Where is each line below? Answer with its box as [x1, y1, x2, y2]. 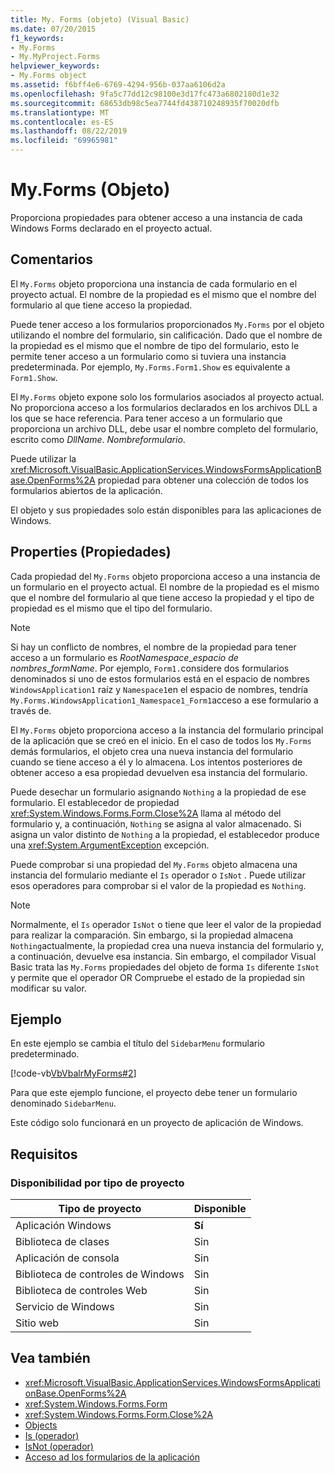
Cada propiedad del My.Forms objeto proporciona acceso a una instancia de [10, 570, 321, 582]
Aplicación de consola [15, 1251, 120, 1265]
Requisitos [10, 1146, 78, 1163]
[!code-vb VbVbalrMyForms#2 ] [10, 1067, 137, 1080]
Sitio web [15, 1316, 60, 1330]
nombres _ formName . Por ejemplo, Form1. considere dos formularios [10, 662, 290, 674]
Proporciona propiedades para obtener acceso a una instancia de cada [10, 211, 303, 223]
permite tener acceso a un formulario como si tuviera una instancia [10, 350, 287, 362]
